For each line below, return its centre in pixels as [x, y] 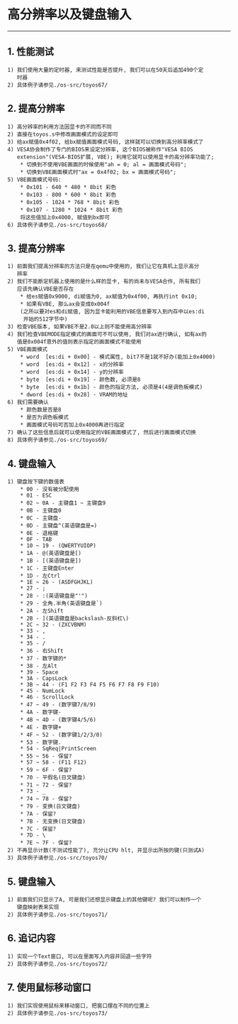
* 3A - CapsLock [44, 679]
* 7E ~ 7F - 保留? [46, 843]
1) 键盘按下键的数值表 [36, 482]
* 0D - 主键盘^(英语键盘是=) [59, 526]
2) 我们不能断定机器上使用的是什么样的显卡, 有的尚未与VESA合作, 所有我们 [104, 281]
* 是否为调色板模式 [45, 417]
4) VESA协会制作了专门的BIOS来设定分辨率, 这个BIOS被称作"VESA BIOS [100, 149]
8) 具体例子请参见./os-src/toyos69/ [58, 440]
